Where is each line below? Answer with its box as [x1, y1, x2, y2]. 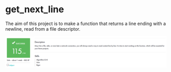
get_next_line [5, 4, 64, 15]
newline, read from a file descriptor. [5, 26, 80, 32]
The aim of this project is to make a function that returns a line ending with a [5, 20, 166, 27]
